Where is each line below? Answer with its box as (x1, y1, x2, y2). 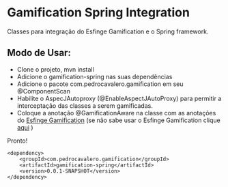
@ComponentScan (16, 87, 70, 95)
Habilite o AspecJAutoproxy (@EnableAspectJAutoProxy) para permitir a (16, 94, 222, 102)
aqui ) (16, 123, 33, 131)
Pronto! (7, 136, 28, 145)
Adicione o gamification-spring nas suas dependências (16, 72, 173, 81)
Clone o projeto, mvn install (16, 65, 94, 73)
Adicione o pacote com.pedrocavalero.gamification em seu (16, 80, 184, 88)
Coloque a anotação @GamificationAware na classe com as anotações (16, 109, 216, 117)
